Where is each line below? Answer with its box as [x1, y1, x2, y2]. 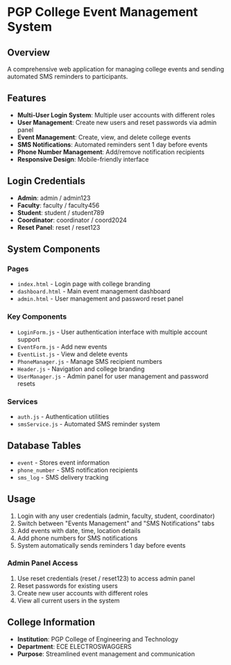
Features [7, 92, 46, 104]
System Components [7, 244, 101, 255]
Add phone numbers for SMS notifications [17, 534, 138, 542]
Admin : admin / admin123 [17, 194, 91, 202]
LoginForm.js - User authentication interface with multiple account [17, 328, 208, 336]
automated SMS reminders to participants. [7, 72, 128, 81]
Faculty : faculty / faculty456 [17, 201, 100, 209]
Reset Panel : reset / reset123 [17, 223, 101, 231]
